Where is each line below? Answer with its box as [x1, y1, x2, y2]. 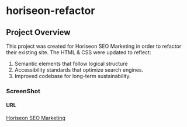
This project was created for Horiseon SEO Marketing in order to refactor [6, 43, 182, 50]
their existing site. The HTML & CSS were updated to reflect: [6, 49, 151, 56]
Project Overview [6, 27, 71, 37]
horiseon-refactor [6, 4, 95, 17]
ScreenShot [6, 87, 41, 95]
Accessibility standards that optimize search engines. [14, 66, 144, 73]
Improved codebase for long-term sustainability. [14, 73, 131, 79]
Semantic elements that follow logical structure [14, 60, 128, 67]
